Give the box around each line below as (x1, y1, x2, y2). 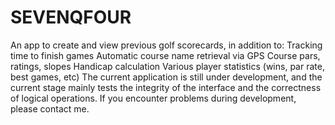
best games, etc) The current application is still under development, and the (10, 71, 323, 83)
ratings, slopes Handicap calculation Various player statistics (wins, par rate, (10, 60, 325, 72)
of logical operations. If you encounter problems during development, (10, 92, 297, 104)
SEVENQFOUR (10, 6, 132, 29)
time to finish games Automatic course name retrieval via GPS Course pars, (10, 49, 321, 61)
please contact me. (10, 102, 90, 115)
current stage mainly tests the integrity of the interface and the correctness (10, 81, 322, 93)
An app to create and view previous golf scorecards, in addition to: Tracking (10, 39, 323, 51)
